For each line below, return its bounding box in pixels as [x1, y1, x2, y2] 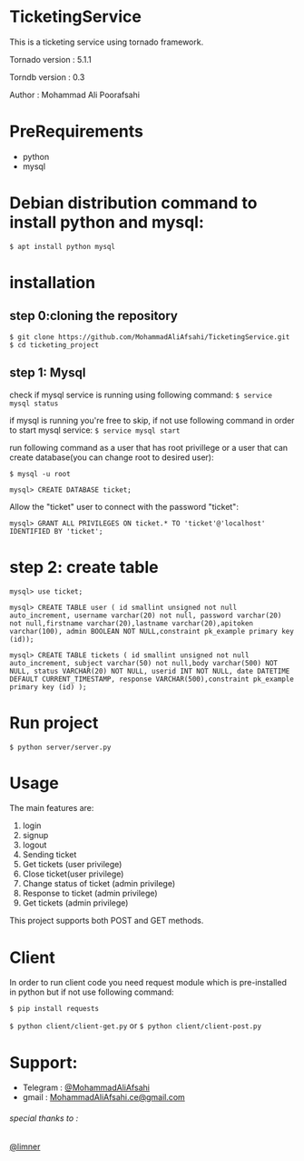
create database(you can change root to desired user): [9, 452, 215, 463]
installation [9, 273, 96, 293]
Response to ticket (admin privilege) [22, 888, 158, 899]
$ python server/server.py [9, 743, 112, 752]
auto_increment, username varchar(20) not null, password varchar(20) [9, 611, 282, 620]
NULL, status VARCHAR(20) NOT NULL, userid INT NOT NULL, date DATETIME [9, 666, 290, 676]
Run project [9, 712, 99, 733]
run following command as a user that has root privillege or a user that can [9, 442, 289, 453]
